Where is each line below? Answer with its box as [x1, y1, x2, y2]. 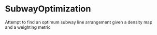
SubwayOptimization [5, 3, 91, 14]
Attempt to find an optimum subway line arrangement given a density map [5, 19, 153, 25]
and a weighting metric [5, 24, 51, 30]
